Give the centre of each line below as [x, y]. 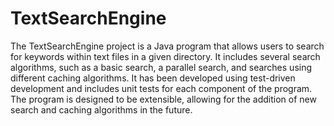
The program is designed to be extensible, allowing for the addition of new [163, 99]
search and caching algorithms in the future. [101, 109]
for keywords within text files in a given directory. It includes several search [165, 56]
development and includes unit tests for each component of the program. [161, 88]
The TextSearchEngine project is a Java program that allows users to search [167, 46]
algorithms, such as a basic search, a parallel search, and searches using [161, 67]
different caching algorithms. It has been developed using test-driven [153, 78]
